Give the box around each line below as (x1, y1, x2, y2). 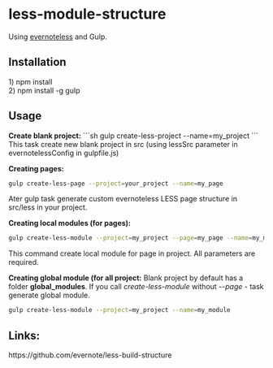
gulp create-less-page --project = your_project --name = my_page (8, 180, 223, 188)
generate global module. (8, 290, 91, 301)
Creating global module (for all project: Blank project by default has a (8, 273, 244, 283)
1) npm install (8, 76, 53, 86)
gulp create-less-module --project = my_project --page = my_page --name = (8, 234, 253, 242)
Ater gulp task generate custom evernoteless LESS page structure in (8, 194, 238, 204)
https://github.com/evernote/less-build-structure (8, 350, 172, 360)
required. (8, 258, 39, 267)
